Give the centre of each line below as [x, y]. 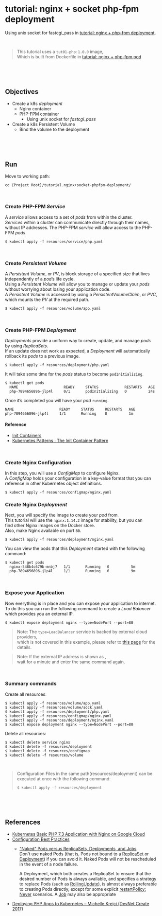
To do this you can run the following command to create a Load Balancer [78, 608]
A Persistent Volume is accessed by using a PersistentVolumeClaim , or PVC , [81, 295]
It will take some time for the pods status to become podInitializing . [74, 374]
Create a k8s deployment [37, 104]
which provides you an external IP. [40, 614]
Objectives [22, 92]
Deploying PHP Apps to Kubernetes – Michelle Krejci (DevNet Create [81, 903]
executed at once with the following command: [64, 778]
